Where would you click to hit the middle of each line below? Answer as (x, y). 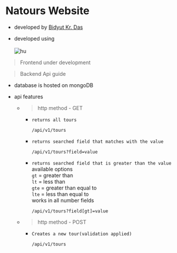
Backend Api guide (43, 74)
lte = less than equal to (60, 194)
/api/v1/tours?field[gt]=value (70, 211)
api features (29, 96)
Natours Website (47, 11)
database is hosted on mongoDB (54, 85)
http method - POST (62, 222)
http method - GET (60, 108)
